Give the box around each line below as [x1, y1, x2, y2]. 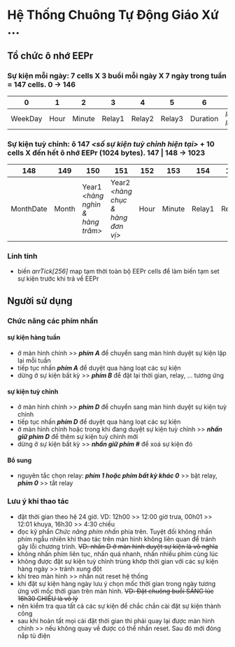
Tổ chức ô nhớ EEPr [7, 50, 94, 62]
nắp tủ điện [17, 631, 51, 640]
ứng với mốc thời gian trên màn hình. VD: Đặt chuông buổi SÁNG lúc [17, 587, 215, 595]
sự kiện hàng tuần [7, 333, 61, 342]
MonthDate [10, 204, 48, 214]
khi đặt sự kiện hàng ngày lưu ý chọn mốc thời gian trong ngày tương [17, 579, 216, 587]
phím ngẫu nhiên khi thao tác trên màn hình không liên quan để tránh [17, 534, 216, 543]
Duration [190, 113, 219, 123]
